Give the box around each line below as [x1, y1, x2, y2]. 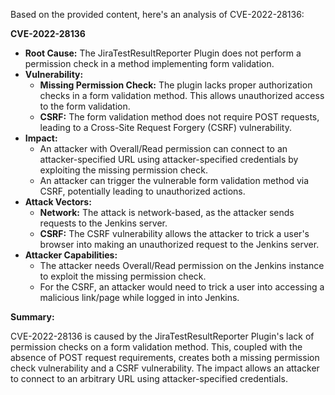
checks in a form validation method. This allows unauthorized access [39, 90, 325, 101]
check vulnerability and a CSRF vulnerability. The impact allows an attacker [10, 362, 320, 374]
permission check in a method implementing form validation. [24, 58, 275, 69]
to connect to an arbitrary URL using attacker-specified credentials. [10, 373, 288, 384]
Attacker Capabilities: [24, 249, 118, 261]
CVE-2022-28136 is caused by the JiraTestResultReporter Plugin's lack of [10, 330, 315, 342]
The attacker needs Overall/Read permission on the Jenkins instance [39, 260, 325, 271]
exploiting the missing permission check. [39, 164, 208, 176]
